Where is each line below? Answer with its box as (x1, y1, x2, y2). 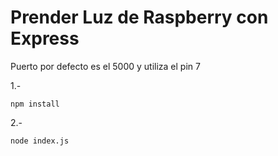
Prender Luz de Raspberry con (10, 6, 269, 29)
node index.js (10, 136, 70, 146)
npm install (10, 99, 60, 109)
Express (10, 27, 80, 50)
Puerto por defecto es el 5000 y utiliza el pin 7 (10, 60, 201, 72)
